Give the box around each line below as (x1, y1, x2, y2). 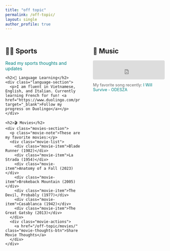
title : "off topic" (5, 7, 47, 13)
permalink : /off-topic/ (5, 12, 56, 17)
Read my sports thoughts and (5, 60, 67, 66)
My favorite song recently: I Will (93, 82, 153, 88)
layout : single (5, 17, 37, 22)
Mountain (41, 180, 60, 185)
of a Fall (37, 166, 58, 171)
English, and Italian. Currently (5, 89, 76, 94)
